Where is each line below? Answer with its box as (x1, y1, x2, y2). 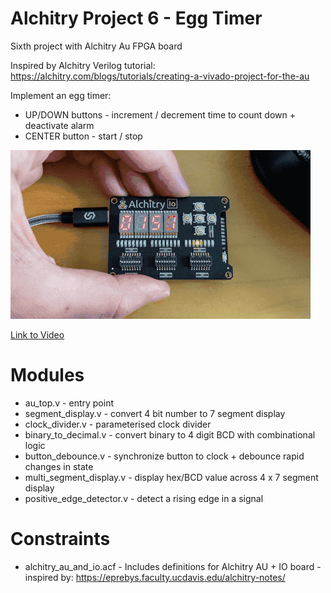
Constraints (10, 528, 111, 551)
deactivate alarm (24, 119, 95, 131)
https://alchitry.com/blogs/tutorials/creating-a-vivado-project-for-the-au (10, 70, 310, 82)
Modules (10, 364, 85, 387)
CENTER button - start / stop (24, 130, 143, 142)
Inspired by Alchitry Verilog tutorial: (10, 59, 156, 71)
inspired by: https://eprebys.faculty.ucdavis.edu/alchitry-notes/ (24, 571, 286, 583)
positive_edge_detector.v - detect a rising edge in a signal (24, 492, 264, 504)
